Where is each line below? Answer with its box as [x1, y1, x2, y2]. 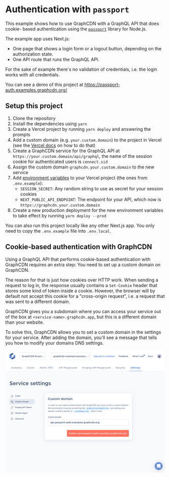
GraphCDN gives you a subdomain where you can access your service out [5, 308, 161, 314]
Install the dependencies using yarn [12, 121, 87, 127]
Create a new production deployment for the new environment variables [12, 207, 163, 213]
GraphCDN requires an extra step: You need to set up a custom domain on [5, 261, 161, 268]
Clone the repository [12, 115, 56, 121]
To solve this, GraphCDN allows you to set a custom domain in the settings [5, 329, 161, 335]
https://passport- [84, 81, 120, 88]
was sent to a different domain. [5, 298, 70, 304]
